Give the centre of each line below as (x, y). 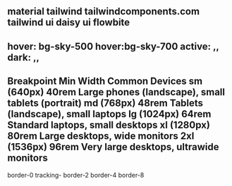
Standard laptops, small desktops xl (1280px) (109, 125)
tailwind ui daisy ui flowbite (69, 23)
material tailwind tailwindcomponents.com (103, 12)
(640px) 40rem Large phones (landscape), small (116, 92)
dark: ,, (24, 57)
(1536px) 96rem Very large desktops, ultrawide (114, 147)
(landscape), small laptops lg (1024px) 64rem (109, 114)
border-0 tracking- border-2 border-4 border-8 (76, 175)
